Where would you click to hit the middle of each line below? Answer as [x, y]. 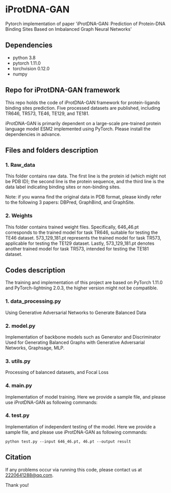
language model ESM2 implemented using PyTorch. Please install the [78, 129]
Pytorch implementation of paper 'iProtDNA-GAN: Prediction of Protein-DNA [86, 24]
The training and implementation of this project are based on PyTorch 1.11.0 [84, 283]
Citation [18, 457]
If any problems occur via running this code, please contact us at [74, 469]
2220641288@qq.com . [29, 475]
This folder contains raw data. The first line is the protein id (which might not [86, 176]
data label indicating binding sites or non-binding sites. [63, 187]
